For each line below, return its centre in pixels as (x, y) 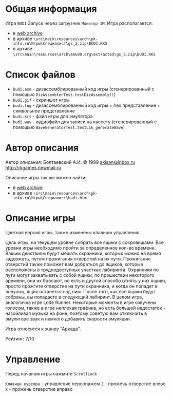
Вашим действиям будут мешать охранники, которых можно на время (83, 253)
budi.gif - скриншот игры (41, 100)
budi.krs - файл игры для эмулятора (53, 116)
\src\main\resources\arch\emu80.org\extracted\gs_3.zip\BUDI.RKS (84, 54)
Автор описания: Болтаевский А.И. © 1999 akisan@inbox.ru (70, 162)
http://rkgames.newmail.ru (33, 167)
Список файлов (40, 75)
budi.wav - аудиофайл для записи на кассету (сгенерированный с (85, 122)
